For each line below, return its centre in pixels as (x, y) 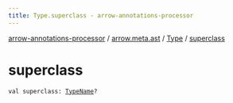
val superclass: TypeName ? (53, 91)
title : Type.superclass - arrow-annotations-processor (101, 15)
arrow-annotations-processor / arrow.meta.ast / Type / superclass (116, 38)
